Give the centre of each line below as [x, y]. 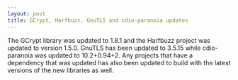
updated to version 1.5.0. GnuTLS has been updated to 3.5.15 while [104, 48]
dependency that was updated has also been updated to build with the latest [119, 62]
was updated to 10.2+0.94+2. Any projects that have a [114, 55]
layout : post [27, 14]
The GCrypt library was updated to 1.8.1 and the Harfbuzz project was [109, 40]
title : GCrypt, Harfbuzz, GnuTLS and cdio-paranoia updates [98, 20]
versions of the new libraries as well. [61, 70]
